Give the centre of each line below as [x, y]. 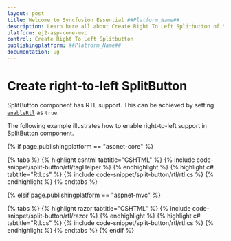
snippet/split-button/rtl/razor [47, 216]
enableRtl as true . [33, 112]
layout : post [26, 13]
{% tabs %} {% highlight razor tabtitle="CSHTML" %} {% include [99, 208]
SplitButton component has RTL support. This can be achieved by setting [111, 105]
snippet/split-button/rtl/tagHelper [54, 167]
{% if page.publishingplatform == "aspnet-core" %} [80, 146]
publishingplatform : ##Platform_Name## [64, 45]
